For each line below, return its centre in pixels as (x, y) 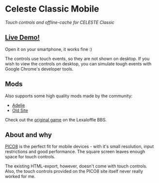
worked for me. (20, 176)
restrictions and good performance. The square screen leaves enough (75, 152)
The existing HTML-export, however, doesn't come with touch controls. (76, 166)
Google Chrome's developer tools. (39, 69)
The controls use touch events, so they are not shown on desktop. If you (77, 59)
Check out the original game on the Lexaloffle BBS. (56, 120)
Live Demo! (23, 38)
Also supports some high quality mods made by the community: (69, 96)
